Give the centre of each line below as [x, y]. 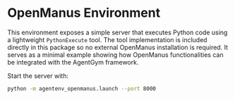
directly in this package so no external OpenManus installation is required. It [117, 47]
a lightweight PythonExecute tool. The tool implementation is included [107, 39]
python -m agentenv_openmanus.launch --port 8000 [82, 88]
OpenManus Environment [84, 13]
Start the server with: [38, 76]
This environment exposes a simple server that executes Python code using [117, 32]
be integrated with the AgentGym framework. [73, 62]
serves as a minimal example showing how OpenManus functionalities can [115, 55]
